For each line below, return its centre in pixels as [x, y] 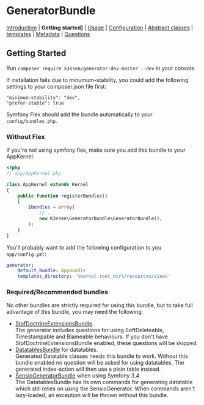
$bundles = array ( [52, 207]
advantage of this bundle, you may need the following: [75, 312]
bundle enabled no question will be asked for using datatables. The [100, 363]
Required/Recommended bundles [57, 292]
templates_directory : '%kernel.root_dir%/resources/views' [94, 277]
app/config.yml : [27, 254]
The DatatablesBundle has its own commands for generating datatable [104, 382]
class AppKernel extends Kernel [47, 184]
